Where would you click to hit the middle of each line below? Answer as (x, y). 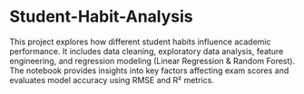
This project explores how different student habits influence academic (140, 42)
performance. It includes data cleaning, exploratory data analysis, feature (147, 51)
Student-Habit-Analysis (101, 17)
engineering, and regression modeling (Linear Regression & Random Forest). (152, 61)
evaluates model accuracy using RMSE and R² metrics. (112, 80)
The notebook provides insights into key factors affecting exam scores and (149, 70)
